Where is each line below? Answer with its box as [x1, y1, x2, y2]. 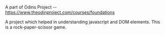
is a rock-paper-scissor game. [5, 24, 67, 30]
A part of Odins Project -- [5, 4, 57, 10]
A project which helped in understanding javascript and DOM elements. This [5, 19, 161, 25]
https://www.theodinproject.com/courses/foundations [5, 9, 115, 15]
